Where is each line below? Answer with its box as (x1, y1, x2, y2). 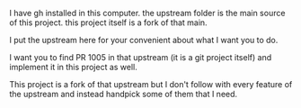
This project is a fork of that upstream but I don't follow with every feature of (9, 79, 293, 89)
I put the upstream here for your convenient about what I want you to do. (9, 35, 279, 45)
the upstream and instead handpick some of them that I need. (9, 89, 238, 99)
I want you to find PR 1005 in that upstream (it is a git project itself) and (9, 52, 272, 62)
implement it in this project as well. (9, 62, 137, 72)
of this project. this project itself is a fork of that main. (9, 17, 208, 28)
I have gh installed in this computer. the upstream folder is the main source (9, 8, 286, 18)
